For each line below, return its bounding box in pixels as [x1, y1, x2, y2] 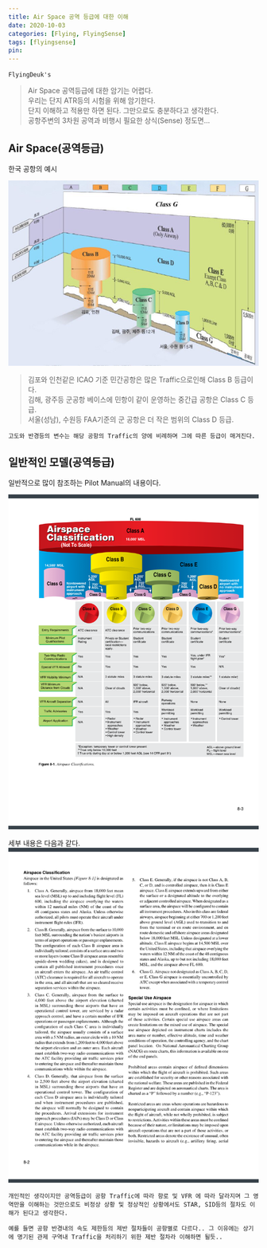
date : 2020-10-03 [8, 21, 66, 30]
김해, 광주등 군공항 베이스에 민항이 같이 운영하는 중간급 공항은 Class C [27, 395, 246, 404]
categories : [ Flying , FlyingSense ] [8, 30, 126, 37]
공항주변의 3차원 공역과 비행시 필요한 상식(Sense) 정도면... [27, 116, 211, 125]
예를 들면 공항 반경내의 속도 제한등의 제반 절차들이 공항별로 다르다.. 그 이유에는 [8, 1225, 240, 1233]
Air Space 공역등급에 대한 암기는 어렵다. [27, 86, 153, 96]
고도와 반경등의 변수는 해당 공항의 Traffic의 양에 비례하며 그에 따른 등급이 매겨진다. [8, 431, 256, 440]
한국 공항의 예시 [8, 163, 58, 173]
